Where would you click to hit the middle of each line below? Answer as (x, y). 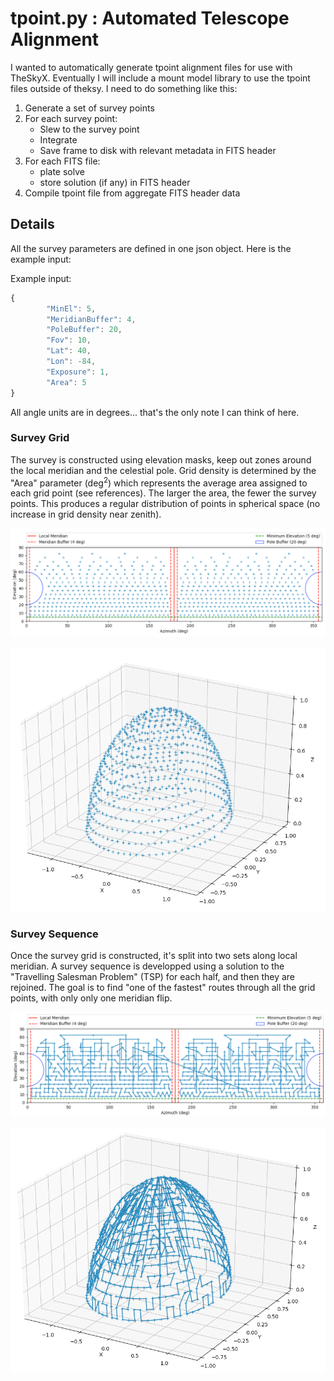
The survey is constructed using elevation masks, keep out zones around (161, 459)
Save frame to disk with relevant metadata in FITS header (158, 150)
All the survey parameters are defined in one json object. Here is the (151, 248)
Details (32, 224)
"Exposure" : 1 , (78, 372)
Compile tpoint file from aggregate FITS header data (132, 193)
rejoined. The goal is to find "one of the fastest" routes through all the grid (163, 987)
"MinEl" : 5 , (71, 308)
